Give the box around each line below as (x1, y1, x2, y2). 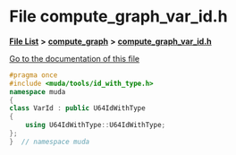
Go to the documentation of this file (9, 53, 140, 64)
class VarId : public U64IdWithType (9, 104, 146, 113)
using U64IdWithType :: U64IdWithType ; (25, 121, 166, 130)
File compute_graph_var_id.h (9, 6, 228, 27)
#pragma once (9, 70, 58, 80)
